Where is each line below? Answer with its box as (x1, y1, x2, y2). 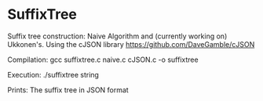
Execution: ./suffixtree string (7, 70, 100, 79)
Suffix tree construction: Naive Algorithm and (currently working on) (7, 31, 228, 41)
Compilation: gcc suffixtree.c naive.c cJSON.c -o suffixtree (7, 55, 199, 64)
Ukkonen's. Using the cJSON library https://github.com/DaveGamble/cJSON (7, 39, 255, 49)
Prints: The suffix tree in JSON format (7, 85, 129, 95)
